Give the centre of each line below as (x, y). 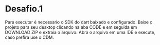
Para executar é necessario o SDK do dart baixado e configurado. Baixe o (79, 22)
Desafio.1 (24, 9)
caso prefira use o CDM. (30, 37)
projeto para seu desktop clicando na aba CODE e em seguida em (71, 27)
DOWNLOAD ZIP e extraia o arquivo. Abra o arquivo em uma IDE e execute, (80, 32)
